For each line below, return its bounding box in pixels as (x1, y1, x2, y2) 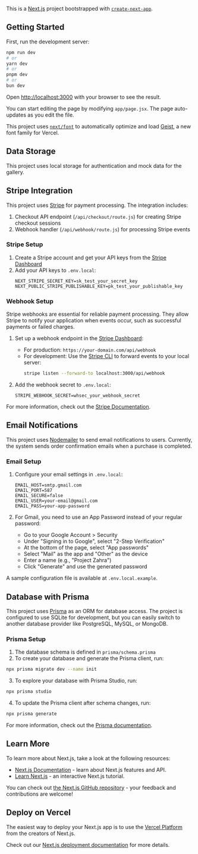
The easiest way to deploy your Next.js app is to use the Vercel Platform (6, 823, 183, 830)
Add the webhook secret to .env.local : (14, 381, 111, 388)
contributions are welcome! (6, 790, 73, 798)
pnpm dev (6, 71, 28, 78)
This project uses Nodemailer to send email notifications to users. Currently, (6, 436, 193, 443)
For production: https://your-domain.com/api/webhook (23, 346, 156, 353)
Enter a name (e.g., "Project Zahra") (23, 557, 112, 564)
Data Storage (6, 146, 56, 156)
